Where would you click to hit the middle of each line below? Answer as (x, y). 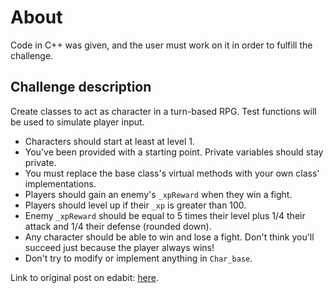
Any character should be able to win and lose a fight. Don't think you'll (169, 237)
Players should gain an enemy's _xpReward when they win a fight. (158, 194)
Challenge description (81, 87)
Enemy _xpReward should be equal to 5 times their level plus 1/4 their (165, 215)
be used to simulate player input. (77, 122)
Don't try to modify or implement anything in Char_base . (138, 258)
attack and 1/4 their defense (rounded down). (118, 226)
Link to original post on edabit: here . (84, 277)
